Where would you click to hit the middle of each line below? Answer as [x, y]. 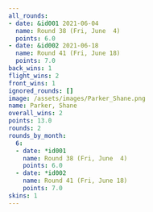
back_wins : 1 [30, 69]
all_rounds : [28, 16]
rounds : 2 [25, 128]
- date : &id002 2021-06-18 [54, 46]
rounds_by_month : [37, 135]
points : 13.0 [30, 121]
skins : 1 [23, 195]
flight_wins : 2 [34, 76]
